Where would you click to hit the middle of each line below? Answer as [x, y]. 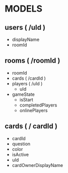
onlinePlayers [33, 110]
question [21, 144]
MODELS [24, 9]
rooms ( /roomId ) [32, 61]
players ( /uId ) [27, 83]
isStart [26, 99]
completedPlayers [38, 105]
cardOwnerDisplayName [38, 165]
